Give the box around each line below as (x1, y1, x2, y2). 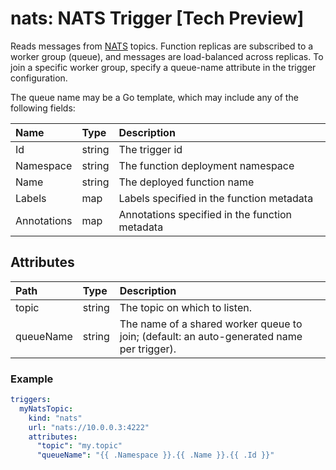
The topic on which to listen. (119, 300, 252, 314)
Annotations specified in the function (118, 207, 293, 221)
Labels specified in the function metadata (118, 191, 314, 205)
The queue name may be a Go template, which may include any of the (10, 91, 299, 103)
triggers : (10, 395, 52, 405)
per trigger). (119, 342, 177, 356)
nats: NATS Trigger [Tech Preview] (10, 7, 305, 30)
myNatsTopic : (19, 403, 74, 414)
